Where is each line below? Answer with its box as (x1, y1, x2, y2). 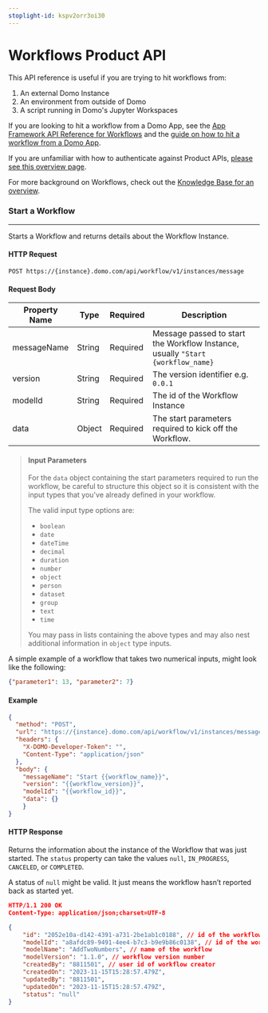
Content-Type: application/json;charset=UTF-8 (8, 909, 166, 917)
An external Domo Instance (19, 88, 110, 98)
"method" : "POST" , (15, 721, 77, 729)
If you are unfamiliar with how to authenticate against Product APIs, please (8, 153, 254, 162)
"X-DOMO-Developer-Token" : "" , (22, 743, 127, 751)
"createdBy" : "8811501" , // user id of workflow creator (22, 961, 216, 969)
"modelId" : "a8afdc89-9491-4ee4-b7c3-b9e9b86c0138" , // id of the (22, 938, 248, 947)
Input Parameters (27, 455, 88, 465)
